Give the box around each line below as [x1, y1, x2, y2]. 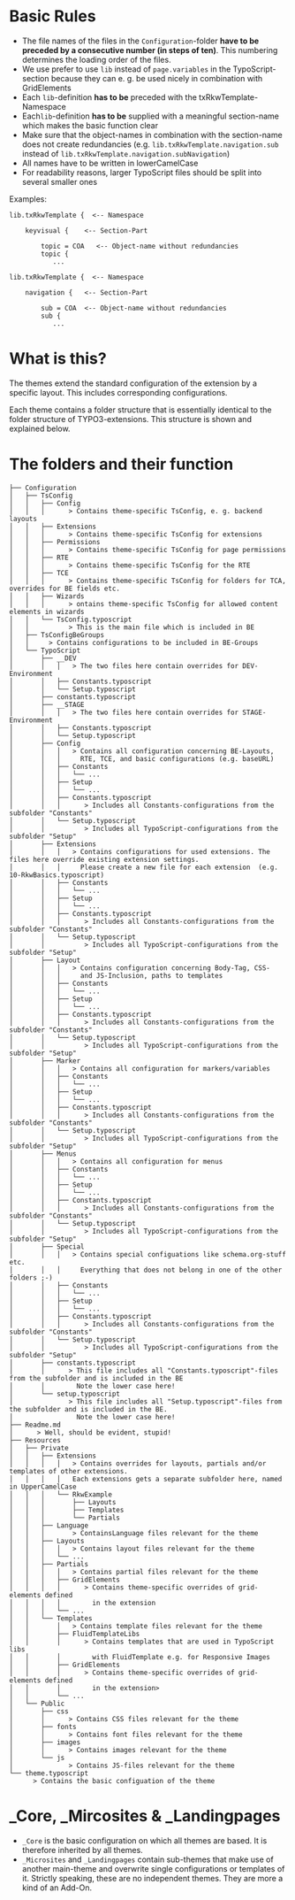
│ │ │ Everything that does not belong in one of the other [9, 1265, 283, 1274]
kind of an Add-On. [21, 1882, 93, 1893]
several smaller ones [21, 176, 98, 187]
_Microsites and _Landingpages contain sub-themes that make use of [21, 1854, 274, 1865]
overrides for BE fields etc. [9, 584, 121, 593]
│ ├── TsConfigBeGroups [9, 630, 104, 639]
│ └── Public [9, 1699, 65, 1708]
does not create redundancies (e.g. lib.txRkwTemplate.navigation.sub [21, 139, 279, 150]
